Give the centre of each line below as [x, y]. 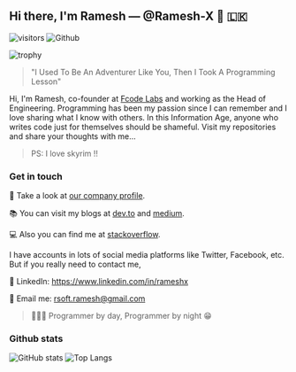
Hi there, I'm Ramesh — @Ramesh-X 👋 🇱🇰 [129, 16]
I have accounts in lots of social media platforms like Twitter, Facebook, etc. [147, 255]
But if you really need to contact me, [75, 264]
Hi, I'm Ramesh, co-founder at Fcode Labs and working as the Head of [138, 98]
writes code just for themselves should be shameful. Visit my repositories [143, 127]
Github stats [36, 339]
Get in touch [36, 176]
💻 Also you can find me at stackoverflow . [85, 235]
